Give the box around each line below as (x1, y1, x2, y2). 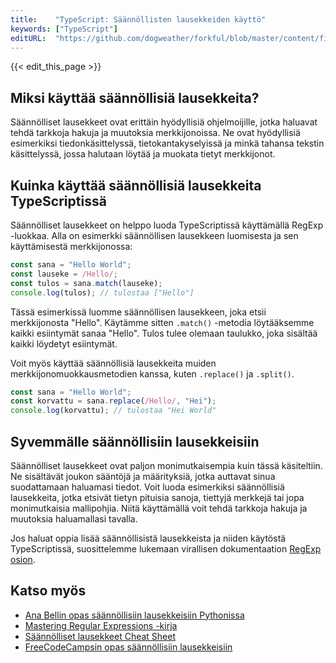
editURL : (10, 33, 47, 43)
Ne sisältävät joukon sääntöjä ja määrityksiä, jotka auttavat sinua (10, 470, 276, 482)
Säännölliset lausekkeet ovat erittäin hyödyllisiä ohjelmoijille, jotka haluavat (10, 116, 318, 128)
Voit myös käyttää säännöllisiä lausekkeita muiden (10, 357, 217, 369)
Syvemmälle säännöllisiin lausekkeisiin (10, 433, 260, 450)
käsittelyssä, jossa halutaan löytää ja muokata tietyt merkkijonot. (10, 148, 276, 160)
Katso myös (10, 582, 87, 600)
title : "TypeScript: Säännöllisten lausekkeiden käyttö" (10, 14, 267, 25)
